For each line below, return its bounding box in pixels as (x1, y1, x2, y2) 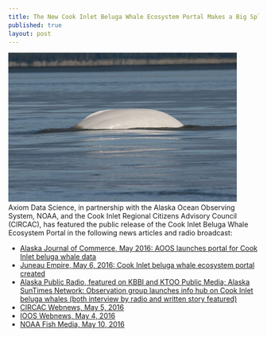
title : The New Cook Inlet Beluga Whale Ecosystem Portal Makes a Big (8, 13, 247, 21)
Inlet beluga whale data (19, 252, 97, 261)
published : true (8, 21, 62, 29)
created (19, 269, 46, 278)
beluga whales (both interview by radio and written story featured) (19, 294, 238, 304)
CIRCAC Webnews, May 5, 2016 (19, 303, 125, 312)
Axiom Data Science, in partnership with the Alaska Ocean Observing (8, 203, 236, 212)
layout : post (8, 29, 52, 37)
